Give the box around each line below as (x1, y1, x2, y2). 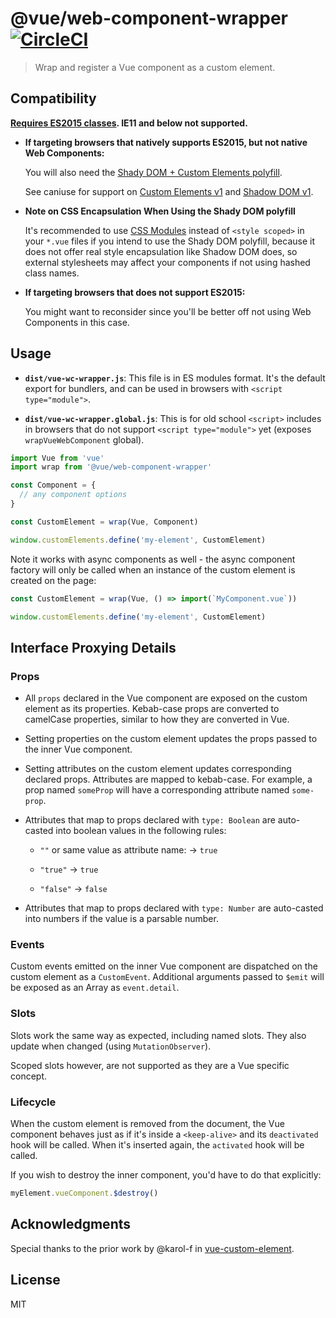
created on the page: (10, 574, 97, 586)
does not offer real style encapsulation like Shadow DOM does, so (24, 245, 298, 257)
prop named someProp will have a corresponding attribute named (24, 784, 290, 796)
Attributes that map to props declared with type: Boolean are (24, 814, 276, 826)
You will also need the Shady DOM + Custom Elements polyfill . (24, 166, 283, 178)
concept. (10, 1070, 48, 1082)
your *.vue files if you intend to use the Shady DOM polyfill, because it (24, 235, 315, 247)
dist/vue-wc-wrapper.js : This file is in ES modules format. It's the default (24, 372, 326, 384)
